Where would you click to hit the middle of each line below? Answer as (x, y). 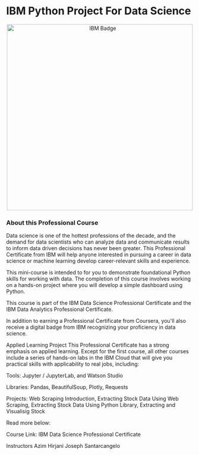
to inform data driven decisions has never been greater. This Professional (96, 248)
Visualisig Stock (26, 412)
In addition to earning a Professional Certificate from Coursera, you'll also (96, 321)
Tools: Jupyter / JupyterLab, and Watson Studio (65, 376)
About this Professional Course (52, 223)
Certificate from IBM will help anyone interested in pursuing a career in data (99, 255)
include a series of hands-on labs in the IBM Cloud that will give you (89, 358)
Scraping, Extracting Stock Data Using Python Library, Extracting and (91, 405)
